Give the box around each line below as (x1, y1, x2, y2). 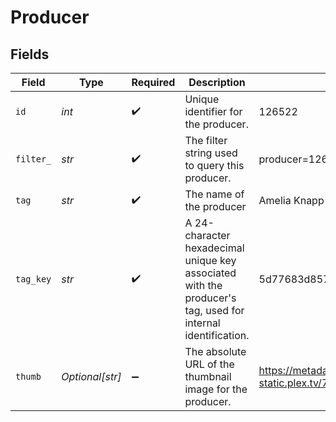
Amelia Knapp (258, 194, 325, 207)
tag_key (15, 274, 52, 285)
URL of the (184, 357, 235, 371)
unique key (184, 254, 237, 267)
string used (184, 146, 238, 160)
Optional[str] (61, 370, 122, 383)
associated (184, 266, 237, 280)
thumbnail (184, 370, 232, 383)
